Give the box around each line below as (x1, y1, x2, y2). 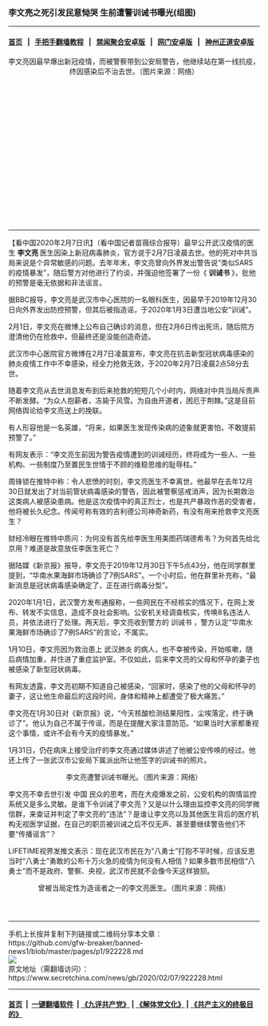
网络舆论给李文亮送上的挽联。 (8, 405, 106, 415)
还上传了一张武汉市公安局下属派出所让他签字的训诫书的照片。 (8, 755, 211, 765)
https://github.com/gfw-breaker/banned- (8, 937, 144, 948)
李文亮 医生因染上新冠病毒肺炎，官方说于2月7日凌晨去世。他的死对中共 (17, 248, 251, 257)
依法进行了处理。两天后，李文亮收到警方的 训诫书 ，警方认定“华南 (29, 617, 246, 626)
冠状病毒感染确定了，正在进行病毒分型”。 (35, 580, 173, 590)
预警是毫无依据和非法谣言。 (14, 277, 106, 287)
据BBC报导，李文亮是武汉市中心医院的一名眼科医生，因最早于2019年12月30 (8, 294, 258, 304)
